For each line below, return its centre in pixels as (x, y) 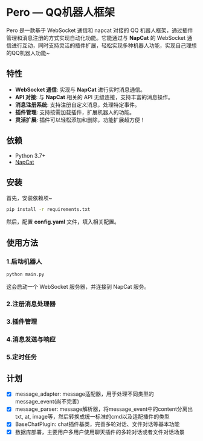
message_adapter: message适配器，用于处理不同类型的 (84, 394)
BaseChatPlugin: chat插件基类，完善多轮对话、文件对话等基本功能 (97, 424)
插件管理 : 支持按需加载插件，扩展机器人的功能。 (75, 112)
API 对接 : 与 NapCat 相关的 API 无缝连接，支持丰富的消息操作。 (94, 97)
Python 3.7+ (30, 155)
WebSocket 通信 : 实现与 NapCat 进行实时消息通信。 (80, 89)
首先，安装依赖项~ (29, 198)
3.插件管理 (22, 321)
